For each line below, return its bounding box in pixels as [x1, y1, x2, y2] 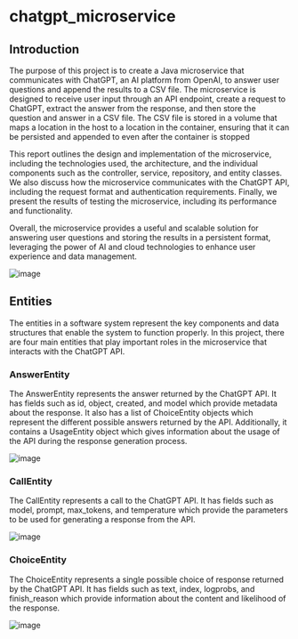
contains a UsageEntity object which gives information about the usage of [9, 426, 280, 437]
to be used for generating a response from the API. [9, 514, 196, 525]
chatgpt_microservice [9, 6, 176, 27]
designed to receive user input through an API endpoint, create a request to [9, 93, 286, 104]
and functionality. [9, 206, 73, 215]
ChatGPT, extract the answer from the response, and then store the [9, 103, 256, 113]
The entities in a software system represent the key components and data [9, 318, 279, 328]
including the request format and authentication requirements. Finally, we [9, 187, 278, 197]
